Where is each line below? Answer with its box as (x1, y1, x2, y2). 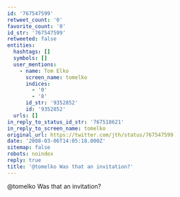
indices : (25, 80, 51, 87)
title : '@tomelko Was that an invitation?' (7, 163, 134, 170)
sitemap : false (7, 144, 51, 151)
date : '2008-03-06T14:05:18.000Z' (7, 138, 106, 145)
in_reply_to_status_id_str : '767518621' (7, 118, 125, 126)
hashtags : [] (13, 49, 51, 56)
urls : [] (13, 112, 38, 119)
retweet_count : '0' (7, 16, 63, 23)
